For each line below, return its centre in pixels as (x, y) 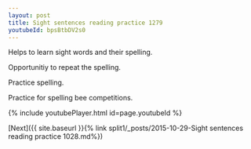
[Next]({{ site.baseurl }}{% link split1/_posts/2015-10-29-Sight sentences (126, 128)
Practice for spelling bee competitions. (71, 98)
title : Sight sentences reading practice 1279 (85, 23)
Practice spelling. (36, 82)
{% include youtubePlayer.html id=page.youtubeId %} (95, 113)
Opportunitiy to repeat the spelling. (65, 67)
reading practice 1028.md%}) (56, 136)
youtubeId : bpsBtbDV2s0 (47, 30)
